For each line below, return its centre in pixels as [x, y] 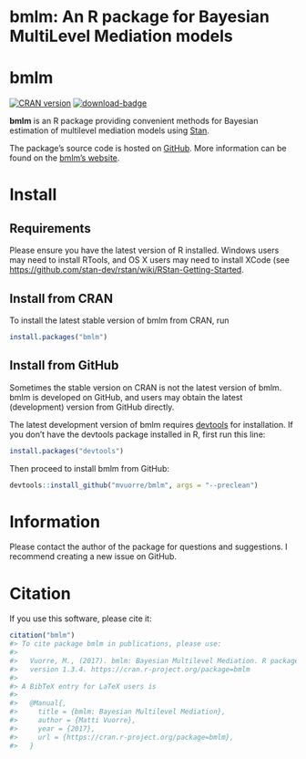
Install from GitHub [64, 365]
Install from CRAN [61, 298]
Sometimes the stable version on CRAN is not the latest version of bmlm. [146, 387]
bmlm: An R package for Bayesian [140, 17]
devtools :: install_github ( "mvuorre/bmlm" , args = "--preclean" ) [134, 485]
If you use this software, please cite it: [81, 619]
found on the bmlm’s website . [65, 158]
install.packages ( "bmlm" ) [58, 337]
